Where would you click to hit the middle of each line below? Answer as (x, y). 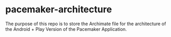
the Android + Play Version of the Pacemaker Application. (66, 29)
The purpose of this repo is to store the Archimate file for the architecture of (86, 24)
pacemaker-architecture (59, 10)
